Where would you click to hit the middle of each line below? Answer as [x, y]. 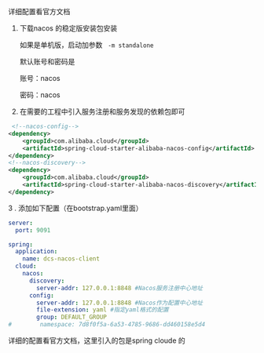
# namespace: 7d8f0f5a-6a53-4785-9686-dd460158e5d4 [107, 325]
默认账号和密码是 [47, 62]
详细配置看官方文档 [39, 11]
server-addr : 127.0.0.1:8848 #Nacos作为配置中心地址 [119, 303]
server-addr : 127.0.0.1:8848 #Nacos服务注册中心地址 [119, 288]
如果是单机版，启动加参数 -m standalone [86, 45]
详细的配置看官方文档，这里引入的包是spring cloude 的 [97, 340]
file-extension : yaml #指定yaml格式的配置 [103, 310]
